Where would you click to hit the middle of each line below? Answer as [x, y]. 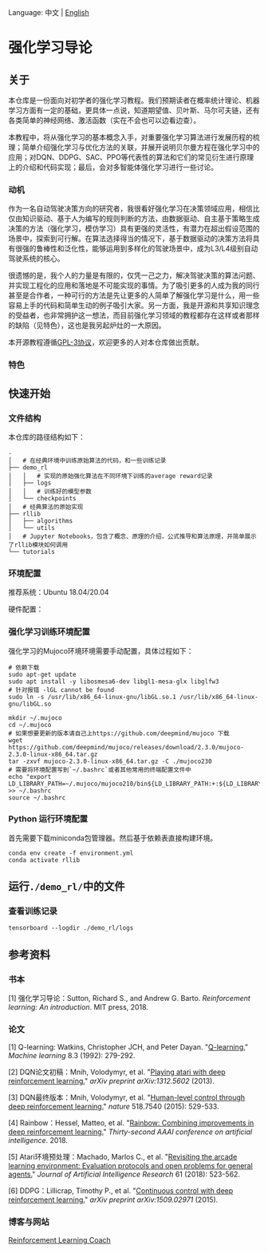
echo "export [30, 777]
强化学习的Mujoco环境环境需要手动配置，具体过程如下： [101, 650]
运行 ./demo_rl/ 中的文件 [67, 886]
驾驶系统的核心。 [36, 259]
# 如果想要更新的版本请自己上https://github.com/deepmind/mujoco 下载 [119, 733]
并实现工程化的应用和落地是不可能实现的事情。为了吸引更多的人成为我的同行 [134, 286]
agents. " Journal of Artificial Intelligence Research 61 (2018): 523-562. [124, 1174]
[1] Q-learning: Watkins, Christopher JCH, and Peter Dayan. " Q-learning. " [128, 1047]
